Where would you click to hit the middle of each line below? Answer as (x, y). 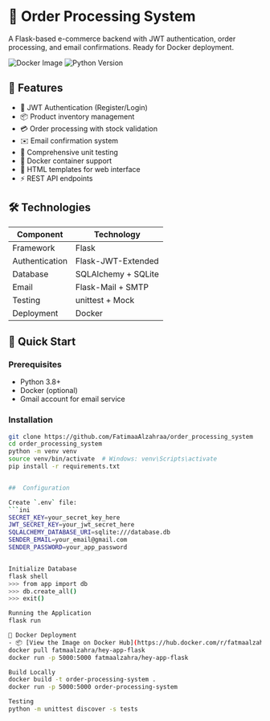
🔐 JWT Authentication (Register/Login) (84, 107)
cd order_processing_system (55, 444)
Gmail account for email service (73, 399)
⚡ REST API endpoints (56, 178)
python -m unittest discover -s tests (73, 709)
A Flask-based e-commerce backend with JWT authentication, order (122, 39)
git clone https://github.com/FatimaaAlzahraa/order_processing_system (131, 436)
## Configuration (39, 488)
